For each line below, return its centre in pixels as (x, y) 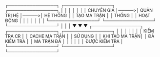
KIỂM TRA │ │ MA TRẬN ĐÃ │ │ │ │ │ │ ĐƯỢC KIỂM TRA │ (64, 41)
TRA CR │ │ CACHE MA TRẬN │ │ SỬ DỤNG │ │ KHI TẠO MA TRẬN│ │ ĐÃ (80, 36)
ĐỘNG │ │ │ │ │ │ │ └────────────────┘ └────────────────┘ (81, 20)
